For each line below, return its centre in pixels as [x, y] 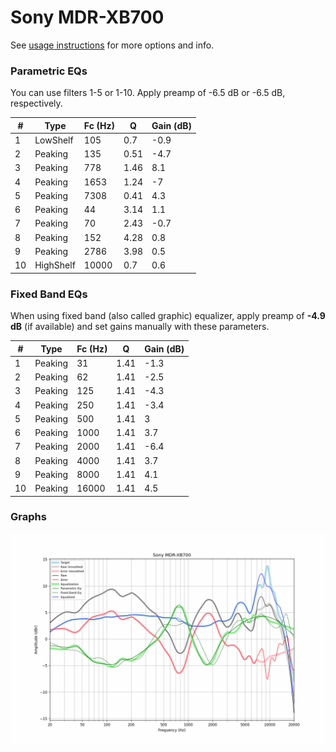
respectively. [36, 103]
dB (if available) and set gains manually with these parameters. [140, 327]
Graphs [28, 517]
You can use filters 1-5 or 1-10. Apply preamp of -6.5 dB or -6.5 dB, [148, 93]
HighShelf [55, 265]
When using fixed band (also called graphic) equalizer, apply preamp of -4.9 [168, 316]
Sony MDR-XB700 [87, 17]
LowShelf [54, 140]
